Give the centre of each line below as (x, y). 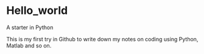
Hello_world (37, 11)
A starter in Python (30, 27)
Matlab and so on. (29, 46)
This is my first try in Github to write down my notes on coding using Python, (102, 39)
